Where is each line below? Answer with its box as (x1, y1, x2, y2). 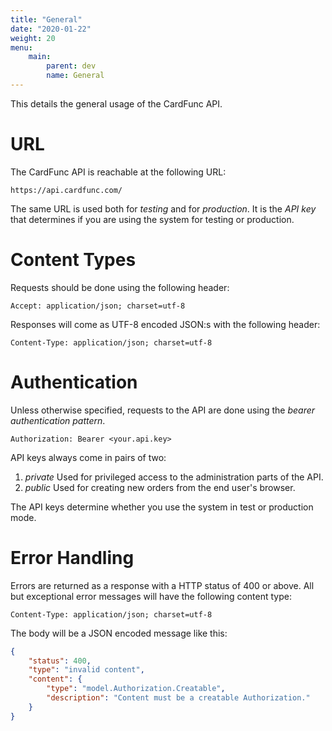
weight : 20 (10, 33, 56, 43)
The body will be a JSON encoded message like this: (10, 627, 228, 639)
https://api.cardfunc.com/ (10, 185, 123, 195)
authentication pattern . (10, 414, 106, 426)
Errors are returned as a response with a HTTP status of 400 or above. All (10, 579, 315, 591)
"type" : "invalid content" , (28, 665, 145, 675)
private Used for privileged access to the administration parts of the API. (24, 471, 324, 483)
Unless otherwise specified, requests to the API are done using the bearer (10, 404, 316, 416)
